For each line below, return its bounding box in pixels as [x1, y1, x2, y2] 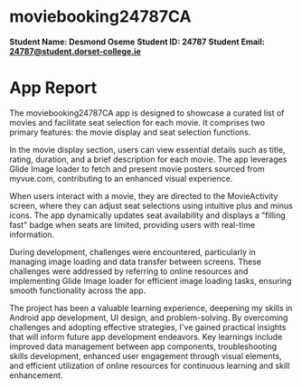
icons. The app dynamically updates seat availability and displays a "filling [9, 210, 287, 221]
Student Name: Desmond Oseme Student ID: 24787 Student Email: [9, 36, 265, 47]
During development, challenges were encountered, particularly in [9, 246, 256, 257]
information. [9, 229, 55, 240]
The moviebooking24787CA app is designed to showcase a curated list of [9, 107, 285, 118]
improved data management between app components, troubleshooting [9, 341, 278, 352]
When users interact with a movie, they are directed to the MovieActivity [9, 190, 278, 201]
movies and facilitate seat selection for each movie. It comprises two [9, 117, 265, 128]
